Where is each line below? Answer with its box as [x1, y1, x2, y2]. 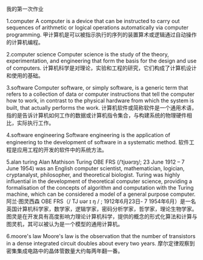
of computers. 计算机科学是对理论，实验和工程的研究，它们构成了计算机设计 [6, 64, 197, 72]
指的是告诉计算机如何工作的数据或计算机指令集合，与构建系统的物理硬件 [6, 112, 187, 119]
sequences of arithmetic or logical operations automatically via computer [6, 24, 189, 31]
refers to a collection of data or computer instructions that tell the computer [6, 90, 195, 98]
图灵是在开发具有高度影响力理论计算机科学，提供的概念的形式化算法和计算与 [6, 213, 198, 220]
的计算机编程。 [6, 39, 44, 45]
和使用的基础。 [6, 72, 44, 79]
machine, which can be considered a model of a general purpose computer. [6, 190, 196, 198]
